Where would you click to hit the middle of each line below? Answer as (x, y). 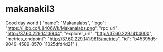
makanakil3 (30, 9)
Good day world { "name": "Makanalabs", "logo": (56, 23)
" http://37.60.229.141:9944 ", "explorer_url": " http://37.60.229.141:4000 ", (79, 33)
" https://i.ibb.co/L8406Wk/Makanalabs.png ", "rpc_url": (62, 28)
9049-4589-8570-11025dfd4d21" (40, 44)
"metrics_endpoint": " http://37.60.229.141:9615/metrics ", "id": (68, 39)
